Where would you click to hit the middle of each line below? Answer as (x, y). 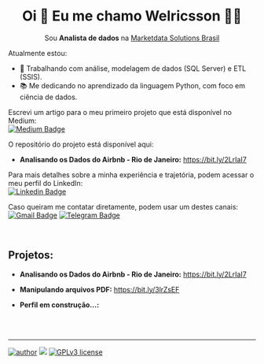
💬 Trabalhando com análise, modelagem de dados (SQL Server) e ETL (133, 68)
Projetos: (31, 255)
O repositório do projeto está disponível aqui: (81, 144)
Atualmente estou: (38, 53)
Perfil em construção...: (59, 305)
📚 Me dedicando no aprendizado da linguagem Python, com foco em (132, 85)
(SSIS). (31, 76)
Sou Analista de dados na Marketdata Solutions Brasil (132, 38)
